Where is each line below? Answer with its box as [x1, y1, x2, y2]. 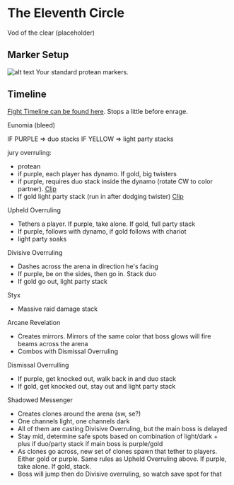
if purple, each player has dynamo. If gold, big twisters [17, 169, 177, 178]
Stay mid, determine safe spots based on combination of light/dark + [17, 432, 218, 440]
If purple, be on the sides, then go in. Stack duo [17, 269, 157, 278]
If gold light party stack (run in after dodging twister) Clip [17, 192, 184, 200]
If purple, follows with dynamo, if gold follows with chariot [17, 227, 187, 235]
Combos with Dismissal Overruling [17, 347, 119, 355]
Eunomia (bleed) [7, 120, 55, 129]
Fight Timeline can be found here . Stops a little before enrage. [7, 107, 189, 115]
